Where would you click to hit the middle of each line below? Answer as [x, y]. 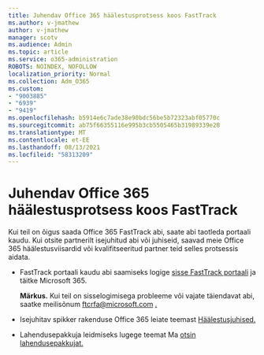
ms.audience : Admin [40, 45]
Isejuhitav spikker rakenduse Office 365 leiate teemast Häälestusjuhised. [138, 320]
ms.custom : [26, 89]
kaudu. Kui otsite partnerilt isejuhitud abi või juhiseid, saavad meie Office [126, 240]
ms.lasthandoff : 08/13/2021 [54, 147]
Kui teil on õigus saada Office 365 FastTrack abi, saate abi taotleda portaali [130, 232]
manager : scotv [33, 37]
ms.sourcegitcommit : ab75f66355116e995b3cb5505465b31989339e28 [114, 125]
